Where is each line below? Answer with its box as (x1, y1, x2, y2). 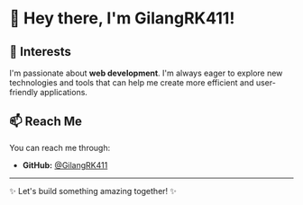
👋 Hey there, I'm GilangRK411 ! (9, 8, 235, 29)
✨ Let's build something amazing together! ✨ (9, 185, 178, 196)
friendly (9, 87, 39, 97)
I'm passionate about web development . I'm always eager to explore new (9, 67, 283, 78)
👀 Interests (9, 44, 72, 59)
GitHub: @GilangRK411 (22, 159, 108, 170)
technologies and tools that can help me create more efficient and (9, 77, 254, 88)
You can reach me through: (9, 142, 111, 153)
